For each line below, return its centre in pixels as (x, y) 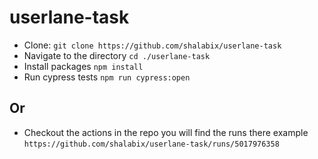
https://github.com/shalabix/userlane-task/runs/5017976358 (151, 144)
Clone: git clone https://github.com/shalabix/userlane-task (152, 45)
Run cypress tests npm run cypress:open (107, 77)
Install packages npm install (83, 66)
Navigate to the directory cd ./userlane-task (117, 55)
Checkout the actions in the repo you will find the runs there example (166, 132)
